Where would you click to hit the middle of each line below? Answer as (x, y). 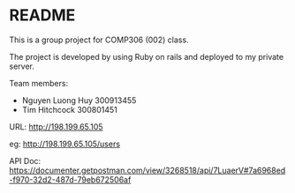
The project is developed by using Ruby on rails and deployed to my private (147, 56)
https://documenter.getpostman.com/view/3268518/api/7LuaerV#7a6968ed (147, 170)
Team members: (39, 83)
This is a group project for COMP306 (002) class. (99, 40)
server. (22, 66)
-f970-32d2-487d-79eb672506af (70, 179)
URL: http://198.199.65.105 (56, 126)
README (42, 15)
